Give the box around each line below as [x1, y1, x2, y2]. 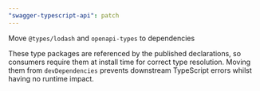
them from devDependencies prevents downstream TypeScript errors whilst [8, 65, 253, 75]
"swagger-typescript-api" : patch [8, 11, 120, 20]
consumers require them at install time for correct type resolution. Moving [8, 57, 251, 66]
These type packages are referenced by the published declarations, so [8, 48, 242, 58]
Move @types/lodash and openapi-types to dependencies [8, 33, 195, 43]
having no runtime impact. [8, 74, 94, 83]
